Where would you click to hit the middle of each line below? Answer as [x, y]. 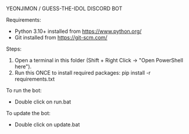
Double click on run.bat [43, 102]
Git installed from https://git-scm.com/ [61, 37]
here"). [23, 66]
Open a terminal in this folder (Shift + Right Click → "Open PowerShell [99, 60]
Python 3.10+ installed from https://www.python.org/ [78, 31]
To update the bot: [28, 113]
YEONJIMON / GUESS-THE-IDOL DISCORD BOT [64, 9]
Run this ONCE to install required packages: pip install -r [82, 73]
